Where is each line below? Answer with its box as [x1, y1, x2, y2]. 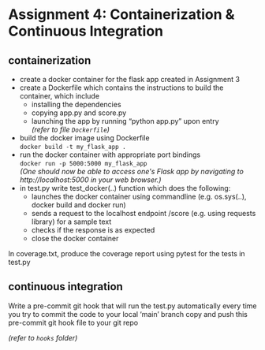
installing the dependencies [31, 100, 121, 109]
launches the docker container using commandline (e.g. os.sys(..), [31, 192, 247, 201]
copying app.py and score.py [31, 108, 127, 117]
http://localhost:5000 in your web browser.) [19, 175, 162, 184]
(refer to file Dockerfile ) [31, 125, 110, 134]
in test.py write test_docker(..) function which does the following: [19, 184, 231, 192]
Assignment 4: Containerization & [8, 6, 235, 24]
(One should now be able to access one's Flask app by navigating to [19, 167, 244, 176]
